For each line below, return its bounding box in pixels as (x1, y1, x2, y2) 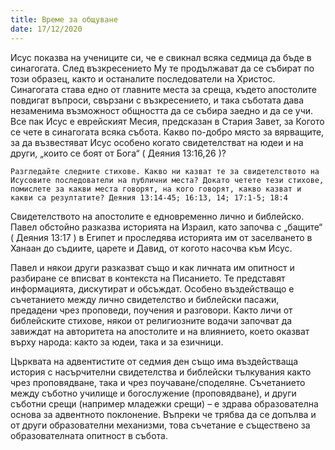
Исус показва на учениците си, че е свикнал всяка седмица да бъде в (10, 51, 312, 63)
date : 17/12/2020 (10, 24, 83, 34)
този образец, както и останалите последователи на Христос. (10, 72, 276, 85)
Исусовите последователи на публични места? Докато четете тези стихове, (10, 175, 325, 185)
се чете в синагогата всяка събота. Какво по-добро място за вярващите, (10, 126, 325, 138)
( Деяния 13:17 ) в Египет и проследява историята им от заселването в (10, 231, 313, 243)
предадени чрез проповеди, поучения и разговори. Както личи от (10, 304, 293, 316)
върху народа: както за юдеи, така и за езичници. (10, 336, 224, 348)
